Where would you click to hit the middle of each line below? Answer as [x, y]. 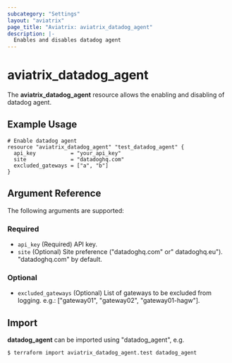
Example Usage [42, 125]
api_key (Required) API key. [57, 244]
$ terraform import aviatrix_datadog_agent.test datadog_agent [102, 353]
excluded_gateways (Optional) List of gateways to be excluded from [115, 293]
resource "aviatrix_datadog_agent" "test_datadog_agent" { [96, 147]
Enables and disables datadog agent [67, 40]
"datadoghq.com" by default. [60, 259]
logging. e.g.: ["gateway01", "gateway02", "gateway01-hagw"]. [109, 301]
